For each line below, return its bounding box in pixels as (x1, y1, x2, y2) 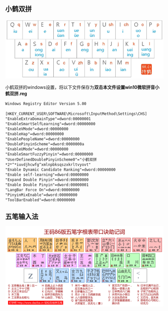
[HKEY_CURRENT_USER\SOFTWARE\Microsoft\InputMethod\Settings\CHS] (5, 111, 147, 116)
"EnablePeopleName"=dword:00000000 (5, 136, 80, 141)
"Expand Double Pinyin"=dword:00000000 (5, 177, 89, 182)
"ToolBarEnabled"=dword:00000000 (5, 197, 75, 202)
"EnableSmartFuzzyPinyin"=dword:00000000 (5, 151, 94, 157)
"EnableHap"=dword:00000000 (5, 131, 64, 136)
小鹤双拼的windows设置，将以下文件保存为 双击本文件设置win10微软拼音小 (5, 84, 160, 90)
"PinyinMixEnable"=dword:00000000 (5, 192, 78, 197)
